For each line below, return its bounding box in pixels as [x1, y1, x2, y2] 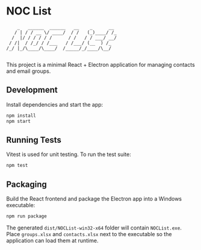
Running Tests [6, 134, 61, 145]
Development [6, 85, 58, 95]
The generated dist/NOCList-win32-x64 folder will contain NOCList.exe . [6, 224, 182, 231]
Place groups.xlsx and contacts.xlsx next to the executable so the [6, 230, 172, 237]
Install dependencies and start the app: [6, 101, 104, 108]
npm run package [6, 213, 47, 219]
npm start [6, 118, 31, 124]
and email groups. [6, 67, 51, 75]
